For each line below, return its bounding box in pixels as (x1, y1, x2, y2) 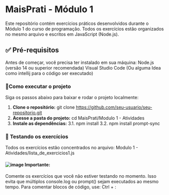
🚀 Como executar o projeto (5, 83, 71, 90)
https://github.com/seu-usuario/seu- (76, 104, 152, 110)
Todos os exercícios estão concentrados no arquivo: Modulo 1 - (5, 145, 139, 151)
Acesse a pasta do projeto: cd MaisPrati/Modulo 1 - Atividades (12, 115, 145, 121)
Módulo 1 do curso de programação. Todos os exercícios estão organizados (5, 25, 164, 31)
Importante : (24, 161, 51, 168)
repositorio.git (12, 110, 42, 116)
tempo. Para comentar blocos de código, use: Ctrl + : (5, 184, 117, 190)
